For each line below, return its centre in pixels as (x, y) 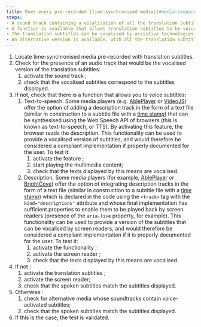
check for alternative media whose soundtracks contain (92, 298)
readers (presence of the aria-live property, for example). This (102, 216)
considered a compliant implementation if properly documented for (106, 146)
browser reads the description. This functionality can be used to (103, 133)
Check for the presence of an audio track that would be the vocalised (100, 63)
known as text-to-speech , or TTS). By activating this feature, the (103, 127)
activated (35, 305)
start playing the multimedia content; (78, 165)
